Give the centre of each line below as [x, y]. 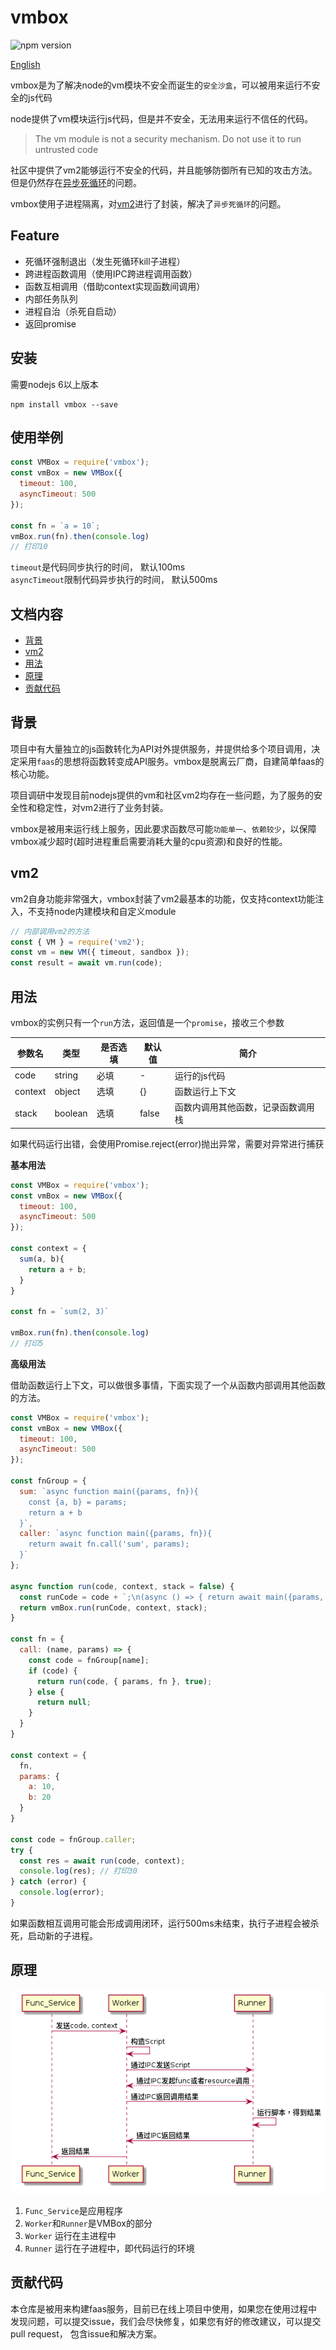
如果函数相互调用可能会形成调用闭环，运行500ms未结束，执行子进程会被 [160, 1923]
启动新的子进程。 [62, 1935]
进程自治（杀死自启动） [73, 311]
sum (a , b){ [42, 1259]
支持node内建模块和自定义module [106, 911]
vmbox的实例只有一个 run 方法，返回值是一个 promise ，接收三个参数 [147, 1022]
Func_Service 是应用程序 [73, 2211]
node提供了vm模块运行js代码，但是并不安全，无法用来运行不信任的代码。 [162, 118]
